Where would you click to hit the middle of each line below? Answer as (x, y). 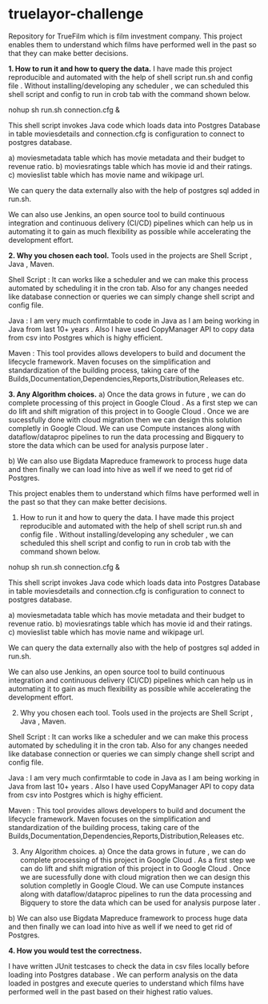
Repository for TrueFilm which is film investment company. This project (125, 36)
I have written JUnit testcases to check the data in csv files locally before (129, 966)
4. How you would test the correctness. (75, 950)
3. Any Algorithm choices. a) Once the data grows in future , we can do (127, 394)
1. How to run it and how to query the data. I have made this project (120, 68)
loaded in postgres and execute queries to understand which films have (126, 983)
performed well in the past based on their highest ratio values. (111, 991)
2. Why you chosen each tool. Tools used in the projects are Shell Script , (130, 255)
